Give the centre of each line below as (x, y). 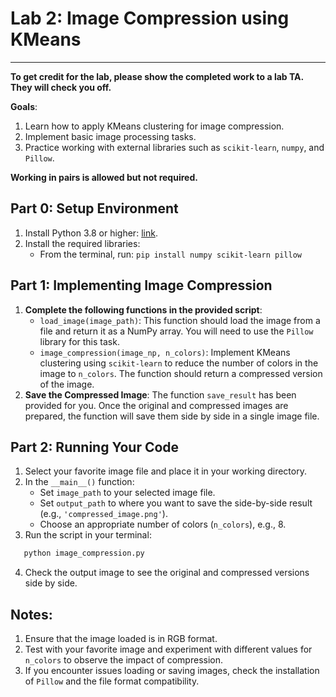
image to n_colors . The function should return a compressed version (181, 373)
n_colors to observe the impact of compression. (124, 660)
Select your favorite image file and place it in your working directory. (165, 471)
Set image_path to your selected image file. (127, 493)
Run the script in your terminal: (88, 535)
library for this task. (79, 341)
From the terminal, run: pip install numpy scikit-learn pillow (170, 254)
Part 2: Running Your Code (95, 447)
